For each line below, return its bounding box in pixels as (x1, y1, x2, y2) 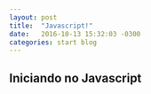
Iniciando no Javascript (9, 70, 142, 85)
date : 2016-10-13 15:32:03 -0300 (9, 29, 141, 38)
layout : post (9, 12, 58, 22)
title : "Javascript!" (9, 21, 93, 30)
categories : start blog (9, 37, 98, 47)
